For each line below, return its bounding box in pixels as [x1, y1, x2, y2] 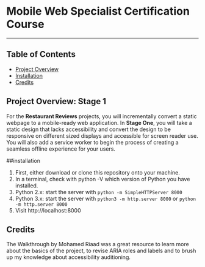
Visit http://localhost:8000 [15, 206, 81, 214]
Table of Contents [6, 49, 76, 59]
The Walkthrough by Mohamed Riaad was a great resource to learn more [6, 241, 189, 248]
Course [6, 17, 45, 31]
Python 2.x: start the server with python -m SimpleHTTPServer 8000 [15, 188, 182, 195]
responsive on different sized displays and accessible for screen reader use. [6, 132, 198, 139]
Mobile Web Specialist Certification [6, 4, 190, 18]
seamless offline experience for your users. [6, 145, 116, 152]
